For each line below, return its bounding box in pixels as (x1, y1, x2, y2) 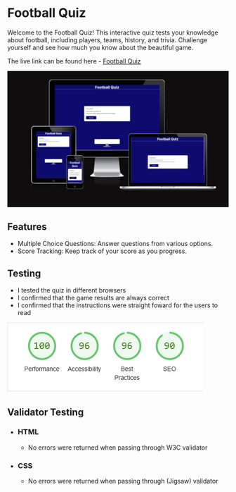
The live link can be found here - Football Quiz (7, 56, 142, 65)
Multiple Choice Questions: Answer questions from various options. (17, 240, 213, 248)
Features (7, 221, 47, 233)
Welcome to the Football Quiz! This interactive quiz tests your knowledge (7, 28, 219, 37)
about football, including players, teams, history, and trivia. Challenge (7, 35, 208, 44)
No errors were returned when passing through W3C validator (27, 443, 208, 452)
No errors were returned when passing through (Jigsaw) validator (27, 477, 218, 486)
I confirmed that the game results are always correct (17, 294, 170, 302)
